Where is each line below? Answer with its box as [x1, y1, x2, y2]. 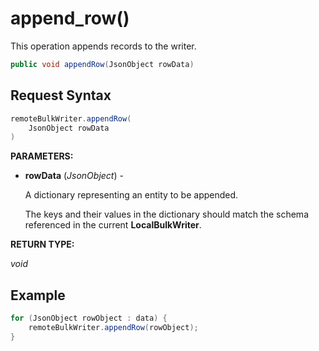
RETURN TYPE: [10, 238, 75, 251]
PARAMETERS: [10, 150, 74, 162]
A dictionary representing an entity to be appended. [24, 189, 239, 201]
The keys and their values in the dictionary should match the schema [24, 208, 309, 221]
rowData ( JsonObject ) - [24, 170, 124, 182]
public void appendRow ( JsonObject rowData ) [10, 59, 195, 69]
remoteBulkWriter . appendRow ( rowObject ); [28, 322, 199, 332]
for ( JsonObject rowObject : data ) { [10, 313, 168, 324]
